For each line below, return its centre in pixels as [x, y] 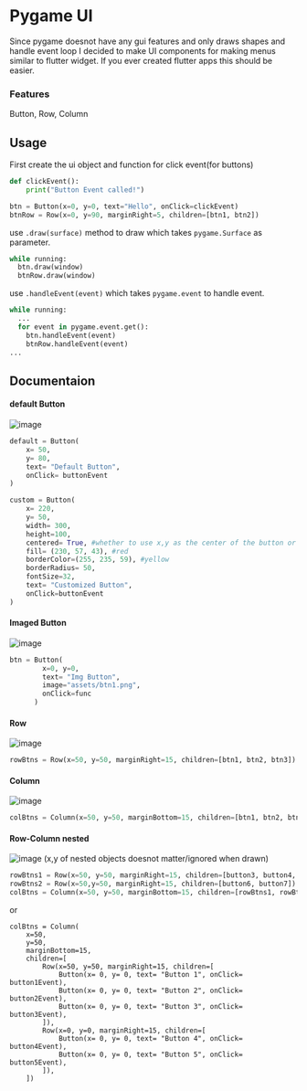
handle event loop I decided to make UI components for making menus [143, 50]
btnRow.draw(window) [57, 276]
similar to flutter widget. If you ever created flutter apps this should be [141, 60]
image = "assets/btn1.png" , [92, 685]
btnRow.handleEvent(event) [77, 344]
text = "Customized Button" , [79, 586]
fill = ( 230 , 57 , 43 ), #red [77, 551]
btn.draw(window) [51, 267]
